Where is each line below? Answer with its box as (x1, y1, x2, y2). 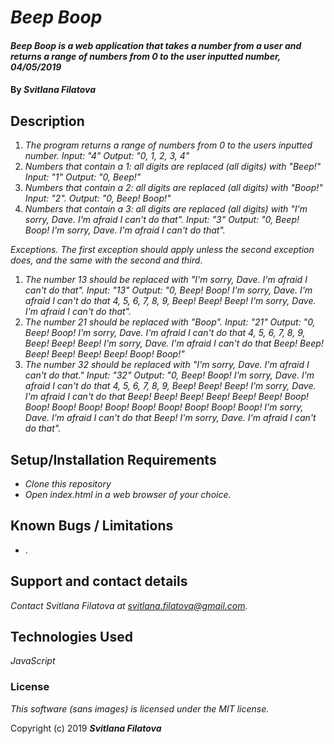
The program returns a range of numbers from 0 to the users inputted (24, 139, 313, 151)
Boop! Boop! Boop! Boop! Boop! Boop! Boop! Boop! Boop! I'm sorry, (24, 401, 304, 413)
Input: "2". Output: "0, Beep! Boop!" (24, 192, 172, 205)
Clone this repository (24, 478, 112, 490)
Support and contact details (10, 573, 188, 590)
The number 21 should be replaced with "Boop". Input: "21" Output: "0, (24, 316, 316, 328)
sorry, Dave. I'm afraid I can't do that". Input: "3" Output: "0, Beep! (24, 214, 300, 226)
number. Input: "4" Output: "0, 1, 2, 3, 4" (24, 150, 190, 162)
